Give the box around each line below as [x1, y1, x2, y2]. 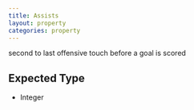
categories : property [8, 26, 81, 34]
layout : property [8, 19, 67, 27]
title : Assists [8, 11, 59, 20]
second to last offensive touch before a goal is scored [8, 49, 187, 58]
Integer [19, 92, 44, 102]
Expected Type [8, 71, 86, 84]
